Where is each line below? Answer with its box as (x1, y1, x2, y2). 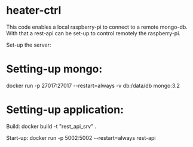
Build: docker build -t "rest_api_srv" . (6, 122, 97, 130)
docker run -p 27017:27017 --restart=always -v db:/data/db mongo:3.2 (6, 82, 180, 89)
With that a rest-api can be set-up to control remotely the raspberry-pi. (6, 29, 181, 36)
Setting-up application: (6, 103, 124, 117)
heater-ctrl (6, 4, 62, 17)
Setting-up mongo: (6, 62, 103, 76)
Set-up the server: (6, 41, 51, 48)
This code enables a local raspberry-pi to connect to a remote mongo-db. (6, 23, 188, 30)
